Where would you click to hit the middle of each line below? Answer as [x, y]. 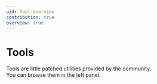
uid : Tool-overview [30, 12]
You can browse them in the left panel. [53, 75]
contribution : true [30, 17]
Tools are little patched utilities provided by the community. [79, 69]
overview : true [25, 23]
